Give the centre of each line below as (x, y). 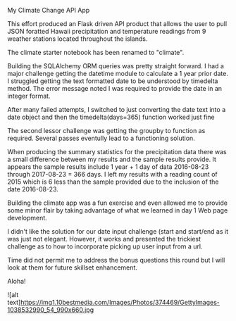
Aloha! (17, 281)
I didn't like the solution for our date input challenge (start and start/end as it (118, 231)
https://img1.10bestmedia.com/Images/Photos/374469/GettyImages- (120, 302)
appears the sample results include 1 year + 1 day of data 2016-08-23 (108, 167)
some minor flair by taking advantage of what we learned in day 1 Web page (118, 210)
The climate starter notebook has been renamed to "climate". (96, 52)
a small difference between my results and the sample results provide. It (112, 159)
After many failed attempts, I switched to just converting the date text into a (117, 109)
